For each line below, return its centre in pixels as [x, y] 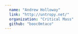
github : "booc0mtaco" [32, 24]
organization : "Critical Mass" [41, 19]
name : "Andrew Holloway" [35, 10]
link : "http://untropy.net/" [39, 14]
